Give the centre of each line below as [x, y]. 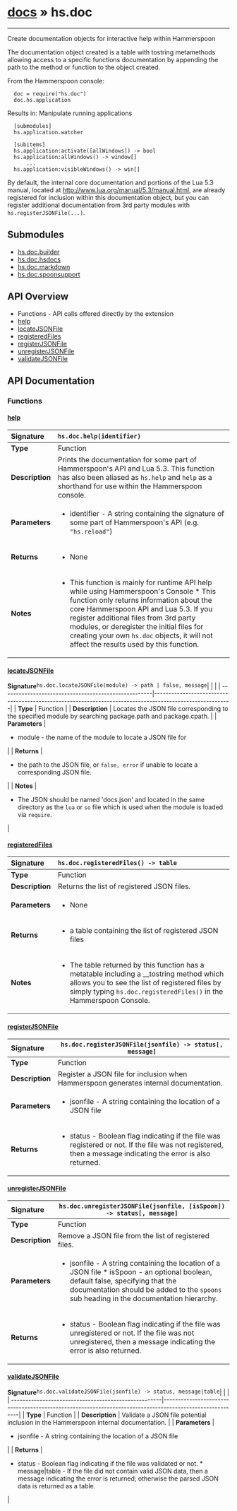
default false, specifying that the [123, 1281]
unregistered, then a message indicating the [142, 1341]
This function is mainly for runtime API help [141, 582]
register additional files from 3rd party [133, 618]
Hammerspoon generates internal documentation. [140, 1083]
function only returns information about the [141, 600]
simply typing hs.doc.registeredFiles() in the [146, 992]
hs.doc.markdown [44, 266]
